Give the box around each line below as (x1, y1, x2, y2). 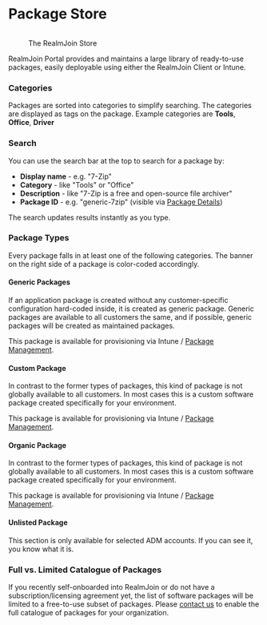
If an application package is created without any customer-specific (8, 296, 229, 305)
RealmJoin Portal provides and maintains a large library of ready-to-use (8, 54, 244, 63)
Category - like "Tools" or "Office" (19, 179, 134, 189)
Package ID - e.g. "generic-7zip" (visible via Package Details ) (19, 197, 223, 207)
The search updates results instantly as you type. (8, 212, 171, 222)
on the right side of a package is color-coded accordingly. (8, 259, 200, 268)
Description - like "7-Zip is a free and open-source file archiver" (19, 188, 233, 198)
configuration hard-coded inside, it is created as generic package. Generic (8, 304, 254, 313)
